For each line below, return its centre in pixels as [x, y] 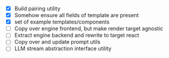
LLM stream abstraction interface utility [63, 49]
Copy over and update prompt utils [57, 42]
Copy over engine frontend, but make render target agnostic [89, 28]
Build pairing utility [37, 9]
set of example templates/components [62, 22]
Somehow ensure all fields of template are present [76, 15]
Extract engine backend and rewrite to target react [76, 36]
